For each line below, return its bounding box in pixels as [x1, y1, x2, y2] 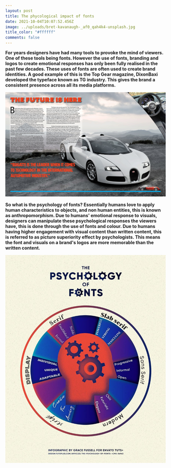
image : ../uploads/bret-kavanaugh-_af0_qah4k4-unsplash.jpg [5, 24, 136, 30]
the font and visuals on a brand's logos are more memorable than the [5, 240, 154, 246]
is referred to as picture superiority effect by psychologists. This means [5, 234, 160, 240]
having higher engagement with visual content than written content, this [5, 229, 162, 235]
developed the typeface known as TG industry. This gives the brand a [5, 77, 155, 82]
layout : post [5, 8, 33, 13]
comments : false [5, 35, 40, 40]
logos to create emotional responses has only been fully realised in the [5, 61, 158, 66]
